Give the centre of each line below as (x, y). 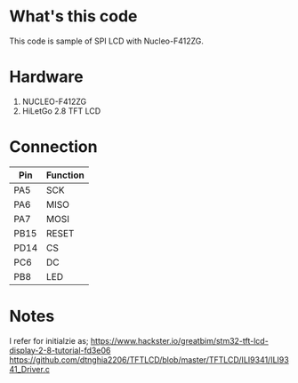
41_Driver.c (30, 369)
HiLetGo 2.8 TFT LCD (61, 111)
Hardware (46, 77)
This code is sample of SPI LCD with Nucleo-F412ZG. (107, 41)
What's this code (73, 16)
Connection (53, 147)
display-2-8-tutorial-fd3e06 (60, 350)
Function (65, 175)
